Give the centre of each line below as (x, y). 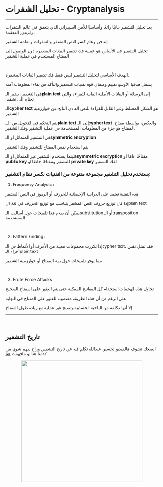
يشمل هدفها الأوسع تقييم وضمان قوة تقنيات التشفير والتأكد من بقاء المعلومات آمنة (79, 84)
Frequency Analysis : (33, 185)
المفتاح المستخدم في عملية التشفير (37, 56)
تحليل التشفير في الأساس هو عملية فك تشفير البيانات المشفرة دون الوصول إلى (77, 51)
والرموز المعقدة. (20, 32)
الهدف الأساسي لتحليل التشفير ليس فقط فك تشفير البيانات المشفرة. (67, 75)
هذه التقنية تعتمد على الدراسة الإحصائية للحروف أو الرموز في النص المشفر (72, 194)
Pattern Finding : (29, 237)
